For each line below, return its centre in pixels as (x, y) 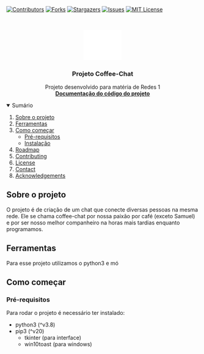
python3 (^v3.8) (35, 325)
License (25, 163)
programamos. (25, 229)
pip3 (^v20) (30, 331)
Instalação (37, 143)
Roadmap (27, 150)
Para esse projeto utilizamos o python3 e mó (63, 263)
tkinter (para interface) (53, 338)
